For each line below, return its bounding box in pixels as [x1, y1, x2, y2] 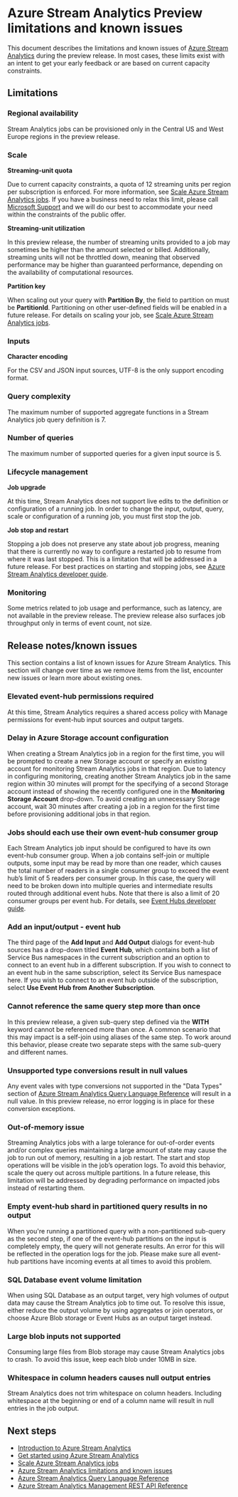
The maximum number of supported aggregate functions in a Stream [7, 407, 209, 416]
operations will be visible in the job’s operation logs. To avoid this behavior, [7, 1161, 226, 1169]
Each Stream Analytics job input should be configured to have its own [7, 844, 211, 852]
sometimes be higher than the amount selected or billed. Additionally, [7, 245, 211, 254]
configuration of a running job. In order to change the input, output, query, [7, 504, 225, 513]
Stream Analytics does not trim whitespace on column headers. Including [7, 1389, 222, 1397]
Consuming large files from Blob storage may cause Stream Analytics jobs [7, 1347, 225, 1356]
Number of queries [7, 433, 74, 443]
